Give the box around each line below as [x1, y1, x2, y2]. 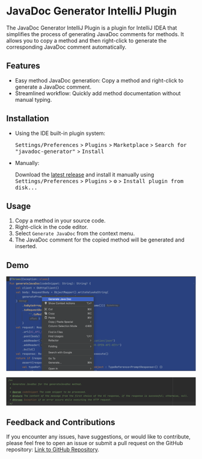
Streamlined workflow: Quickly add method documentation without [14, 89, 181, 97]
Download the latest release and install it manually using [14, 170, 155, 178]
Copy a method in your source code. [14, 217, 106, 224]
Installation [6, 113, 49, 124]
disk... [14, 184, 38, 191]
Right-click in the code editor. [14, 223, 88, 231]
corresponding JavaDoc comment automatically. [6, 43, 127, 51]
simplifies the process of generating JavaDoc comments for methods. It [6, 30, 185, 37]
